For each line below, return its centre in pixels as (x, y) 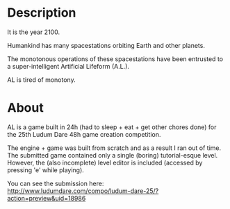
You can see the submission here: (56, 183)
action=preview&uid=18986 (47, 198)
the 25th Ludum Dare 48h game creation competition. (84, 134)
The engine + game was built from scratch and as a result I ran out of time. (114, 148)
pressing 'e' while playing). (46, 170)
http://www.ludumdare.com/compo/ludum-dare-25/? (83, 191)
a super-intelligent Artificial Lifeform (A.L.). (68, 66)
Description (42, 13)
